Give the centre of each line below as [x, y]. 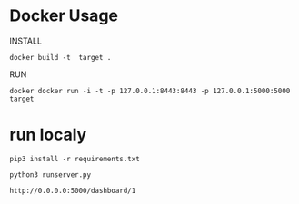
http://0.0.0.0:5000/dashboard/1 [73, 190]
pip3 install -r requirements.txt [75, 159]
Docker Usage [64, 16]
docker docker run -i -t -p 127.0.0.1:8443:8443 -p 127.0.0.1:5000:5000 [150, 91]
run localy [48, 135]
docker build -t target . [60, 57]
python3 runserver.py [50, 175]
